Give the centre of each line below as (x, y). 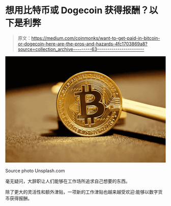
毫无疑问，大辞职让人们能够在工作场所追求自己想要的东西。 (68, 181)
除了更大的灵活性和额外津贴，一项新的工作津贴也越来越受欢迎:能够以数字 (82, 192)
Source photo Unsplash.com (35, 170)
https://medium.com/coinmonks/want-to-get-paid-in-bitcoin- (96, 38)
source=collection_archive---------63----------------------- (81, 49)
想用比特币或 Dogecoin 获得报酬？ (77, 10)
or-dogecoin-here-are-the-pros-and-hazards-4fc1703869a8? (82, 44)
